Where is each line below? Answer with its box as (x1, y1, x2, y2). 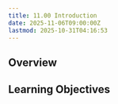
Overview (8, 56, 58, 69)
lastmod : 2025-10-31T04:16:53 (8, 26, 108, 34)
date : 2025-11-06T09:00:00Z (8, 19, 101, 27)
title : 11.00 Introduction (8, 11, 97, 20)
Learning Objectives (8, 83, 111, 96)
